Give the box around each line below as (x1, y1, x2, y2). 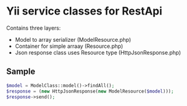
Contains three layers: (6, 24, 62, 31)
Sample (6, 67, 36, 77)
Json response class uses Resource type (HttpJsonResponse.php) (14, 48, 181, 56)
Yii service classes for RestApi (6, 4, 163, 18)
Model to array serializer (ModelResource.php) (14, 36, 132, 43)
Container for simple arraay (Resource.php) (14, 42, 124, 50)
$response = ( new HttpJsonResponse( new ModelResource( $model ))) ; (6, 88, 174, 94)
